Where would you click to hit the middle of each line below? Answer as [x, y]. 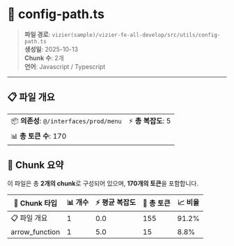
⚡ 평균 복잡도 [116, 202]
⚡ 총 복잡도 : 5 [150, 121]
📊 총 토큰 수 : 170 [39, 136]
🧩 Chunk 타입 [36, 203]
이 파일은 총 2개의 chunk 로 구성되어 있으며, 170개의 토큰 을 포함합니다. [103, 183]
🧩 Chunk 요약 [36, 166]
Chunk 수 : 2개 [44, 58]
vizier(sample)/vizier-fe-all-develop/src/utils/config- [136, 35]
